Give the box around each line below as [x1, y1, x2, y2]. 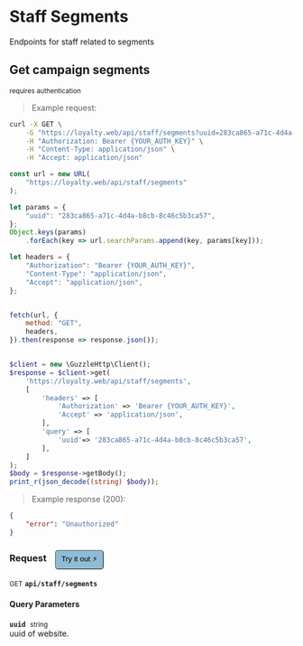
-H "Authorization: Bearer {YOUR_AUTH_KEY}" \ [25, 136, 204, 145]
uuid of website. [9, 628, 69, 639]
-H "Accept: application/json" [25, 154, 143, 163]
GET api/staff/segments [9, 580, 98, 589]
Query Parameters [9, 598, 80, 609]
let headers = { [9, 253, 70, 262]
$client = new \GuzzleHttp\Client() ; [9, 360, 151, 369]
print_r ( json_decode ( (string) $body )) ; [9, 477, 160, 487]
